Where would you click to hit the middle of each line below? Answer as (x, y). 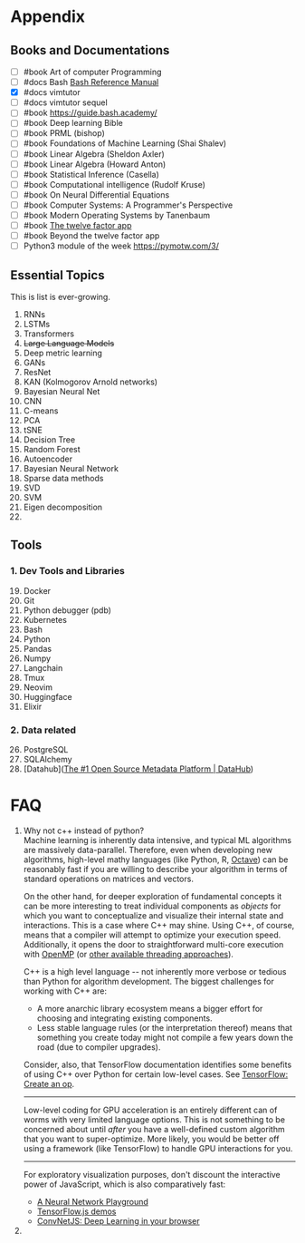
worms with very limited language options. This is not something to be (154, 1119)
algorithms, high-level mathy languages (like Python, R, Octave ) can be (156, 859)
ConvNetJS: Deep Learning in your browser (118, 1220)
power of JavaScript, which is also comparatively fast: (124, 1184)
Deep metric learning (63, 353)
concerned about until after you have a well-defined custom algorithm (154, 1129)
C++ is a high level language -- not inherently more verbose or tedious (155, 971)
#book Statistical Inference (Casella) (91, 174)
